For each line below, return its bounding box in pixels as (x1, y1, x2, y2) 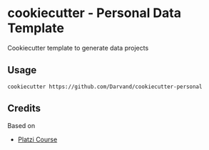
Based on (7, 121, 36, 129)
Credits (7, 102, 41, 114)
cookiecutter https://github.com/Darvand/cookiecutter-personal (7, 83, 203, 90)
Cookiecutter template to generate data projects (7, 43, 149, 52)
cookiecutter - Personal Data (7, 5, 182, 21)
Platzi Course (17, 135, 58, 144)
